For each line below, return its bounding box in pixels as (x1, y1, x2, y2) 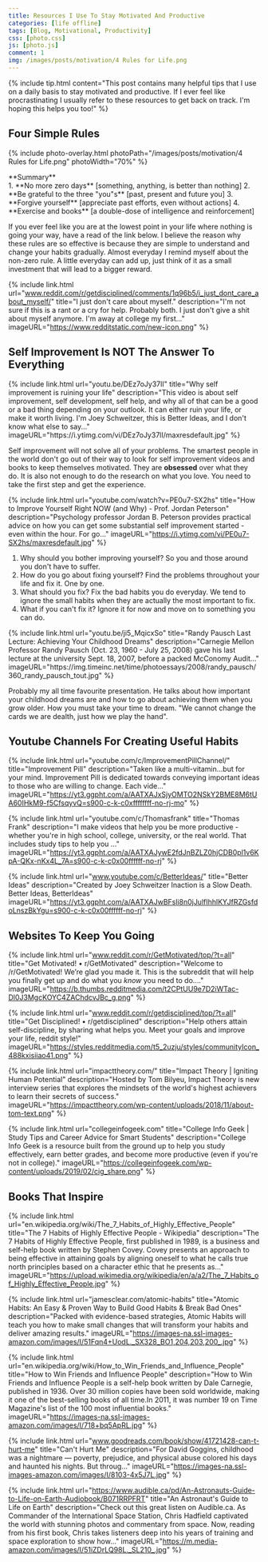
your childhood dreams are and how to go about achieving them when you (8, 694, 253, 704)
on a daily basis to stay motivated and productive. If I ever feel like (8, 86, 226, 96)
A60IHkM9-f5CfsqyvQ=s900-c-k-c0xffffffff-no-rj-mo (8, 798, 185, 808)
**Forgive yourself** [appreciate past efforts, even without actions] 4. (8, 198, 240, 207)
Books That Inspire (8, 1189, 104, 1204)
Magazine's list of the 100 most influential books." (8, 1403, 171, 1412)
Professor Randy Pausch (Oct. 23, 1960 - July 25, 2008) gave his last (8, 645, 236, 654)
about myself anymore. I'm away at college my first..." (8, 314, 185, 323)
